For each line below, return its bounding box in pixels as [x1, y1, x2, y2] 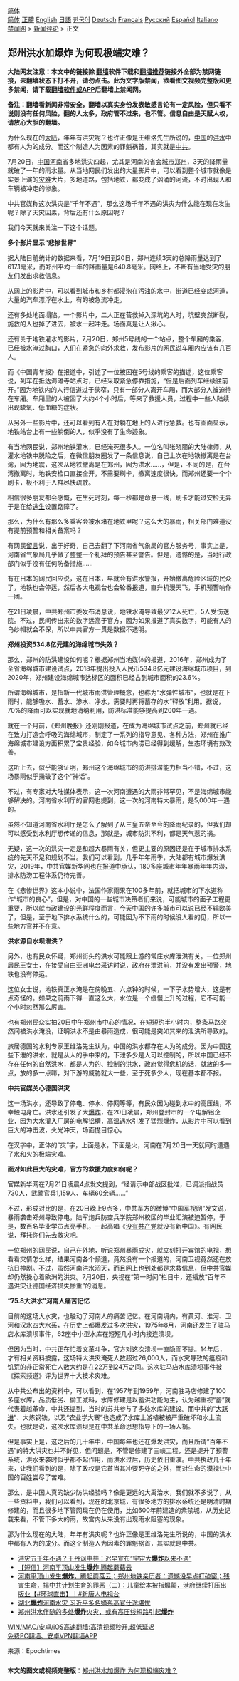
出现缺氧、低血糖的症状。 [7, 403, 83, 411]
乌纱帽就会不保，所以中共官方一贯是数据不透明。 [7, 625, 151, 633]
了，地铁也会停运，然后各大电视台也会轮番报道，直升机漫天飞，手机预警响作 [7, 583, 232, 591]
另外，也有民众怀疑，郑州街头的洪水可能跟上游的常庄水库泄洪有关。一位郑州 [7, 951, 232, 960]
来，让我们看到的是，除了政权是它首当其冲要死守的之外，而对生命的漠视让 [7, 1464, 225, 1472]
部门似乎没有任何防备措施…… [7, 559, 94, 567]
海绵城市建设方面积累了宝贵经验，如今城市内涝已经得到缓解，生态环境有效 [7, 739, 225, 748]
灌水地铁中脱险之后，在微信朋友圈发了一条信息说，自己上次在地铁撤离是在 [7, 451, 225, 460]
